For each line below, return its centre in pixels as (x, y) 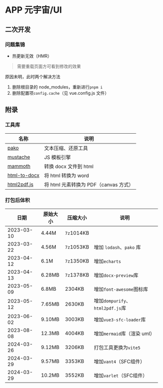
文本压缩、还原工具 (66, 148)
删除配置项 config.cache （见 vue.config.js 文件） (60, 93)
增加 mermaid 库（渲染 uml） (124, 334)
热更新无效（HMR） (32, 56)
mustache (19, 157)
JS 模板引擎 (57, 157)
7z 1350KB (77, 261)
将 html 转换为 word (66, 176)
